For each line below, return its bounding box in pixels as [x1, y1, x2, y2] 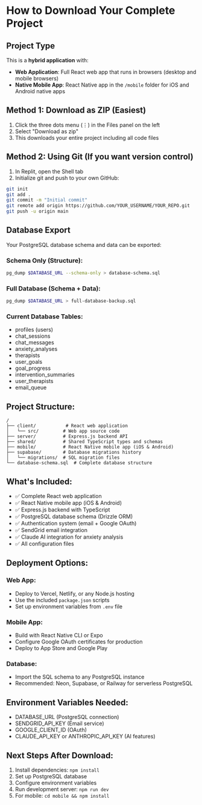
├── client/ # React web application [6, 423, 128, 429]
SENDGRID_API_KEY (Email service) [14, 720, 104, 727]
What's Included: [6, 476, 72, 487]
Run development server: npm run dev [14, 785, 109, 793]
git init [6, 186, 28, 192]
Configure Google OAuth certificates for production [14, 638, 143, 645]
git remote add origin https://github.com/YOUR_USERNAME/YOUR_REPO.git [6, 203, 190, 209]
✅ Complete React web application [14, 493, 102, 500]
